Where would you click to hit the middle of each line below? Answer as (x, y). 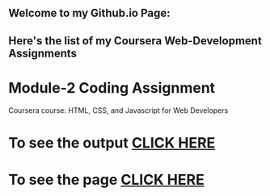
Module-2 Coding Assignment (112, 88)
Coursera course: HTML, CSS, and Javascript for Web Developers (118, 110)
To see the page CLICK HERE (106, 180)
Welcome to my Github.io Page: (90, 13)
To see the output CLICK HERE (112, 142)
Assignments (43, 53)
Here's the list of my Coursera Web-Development (135, 41)
